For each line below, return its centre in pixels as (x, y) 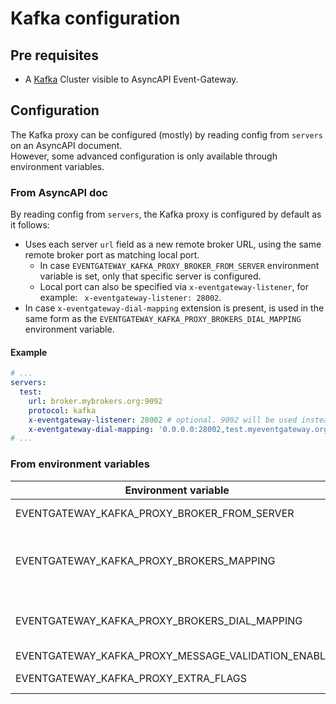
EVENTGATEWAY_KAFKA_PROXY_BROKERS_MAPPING (145, 560)
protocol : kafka (62, 410)
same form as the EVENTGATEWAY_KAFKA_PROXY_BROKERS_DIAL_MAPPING (163, 319)
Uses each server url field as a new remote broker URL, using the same (173, 244)
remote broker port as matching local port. (112, 255)
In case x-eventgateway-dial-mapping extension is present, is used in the (174, 308)
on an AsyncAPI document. (66, 145)
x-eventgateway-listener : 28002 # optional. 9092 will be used (163, 420)
